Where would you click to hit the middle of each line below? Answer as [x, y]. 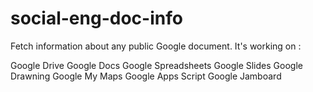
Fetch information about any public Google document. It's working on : [156, 46]
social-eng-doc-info [96, 18]
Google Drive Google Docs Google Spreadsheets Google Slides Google [156, 65]
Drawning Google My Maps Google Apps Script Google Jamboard [146, 76]
